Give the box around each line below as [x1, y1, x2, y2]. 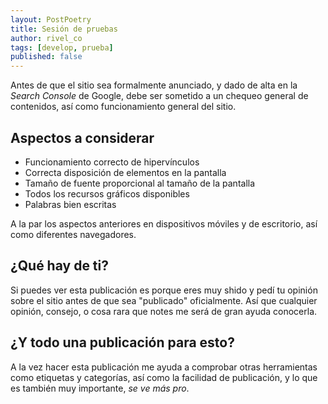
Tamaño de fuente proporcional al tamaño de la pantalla [24, 177, 256, 189]
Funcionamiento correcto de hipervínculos [24, 156, 200, 168]
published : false [10, 52, 83, 62]
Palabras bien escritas [24, 198, 117, 210]
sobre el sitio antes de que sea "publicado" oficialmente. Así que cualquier [10, 294, 318, 306]
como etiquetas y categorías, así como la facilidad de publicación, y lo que [10, 371, 318, 383]
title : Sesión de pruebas [10, 24, 118, 34]
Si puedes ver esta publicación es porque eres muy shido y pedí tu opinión [10, 284, 318, 296]
